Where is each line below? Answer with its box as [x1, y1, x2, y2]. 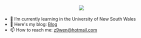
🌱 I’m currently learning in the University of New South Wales [9, 15, 136, 22]
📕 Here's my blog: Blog [9, 21, 57, 27]
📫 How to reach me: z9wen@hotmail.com [9, 26, 97, 32]
